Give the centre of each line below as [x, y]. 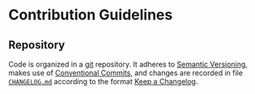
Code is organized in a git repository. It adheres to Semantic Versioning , [128, 64]
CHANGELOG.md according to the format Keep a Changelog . [103, 81]
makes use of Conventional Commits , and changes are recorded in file [125, 73]
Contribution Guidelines [91, 15]
